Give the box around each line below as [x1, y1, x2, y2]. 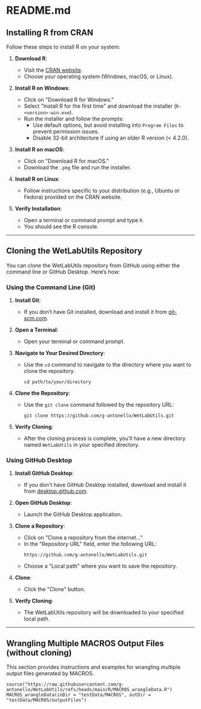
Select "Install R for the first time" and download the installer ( [23, 102, 176, 110]
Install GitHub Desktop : [14, 469, 74, 477]
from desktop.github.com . [23, 487, 89, 495]
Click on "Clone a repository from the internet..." [23, 534, 143, 541]
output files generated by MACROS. [6, 670, 95, 677]
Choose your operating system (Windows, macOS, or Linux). [23, 73, 173, 80]
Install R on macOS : [14, 146, 65, 153]
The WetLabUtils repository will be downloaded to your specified [23, 609, 184, 616]
